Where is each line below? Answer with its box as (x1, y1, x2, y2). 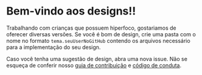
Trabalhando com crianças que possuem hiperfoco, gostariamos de (6, 24, 176, 31)
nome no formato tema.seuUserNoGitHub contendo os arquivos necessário (6, 37, 190, 44)
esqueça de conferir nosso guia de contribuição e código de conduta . (6, 62, 182, 69)
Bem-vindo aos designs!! (6, 4, 136, 18)
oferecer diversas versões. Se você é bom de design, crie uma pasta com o (6, 30, 196, 37)
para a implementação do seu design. (6, 44, 101, 51)
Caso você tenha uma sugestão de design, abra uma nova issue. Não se (6, 55, 187, 62)
